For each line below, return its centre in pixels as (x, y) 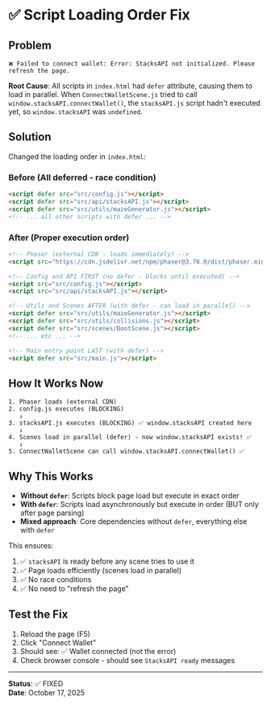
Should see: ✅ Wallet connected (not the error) (98, 651)
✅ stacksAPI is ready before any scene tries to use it (107, 561)
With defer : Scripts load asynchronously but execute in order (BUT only (140, 504)
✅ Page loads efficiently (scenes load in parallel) (101, 571)
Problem (30, 45)
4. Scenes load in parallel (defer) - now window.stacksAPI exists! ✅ (130, 437)
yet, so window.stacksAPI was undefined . (75, 112)
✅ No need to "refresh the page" (74, 589)
